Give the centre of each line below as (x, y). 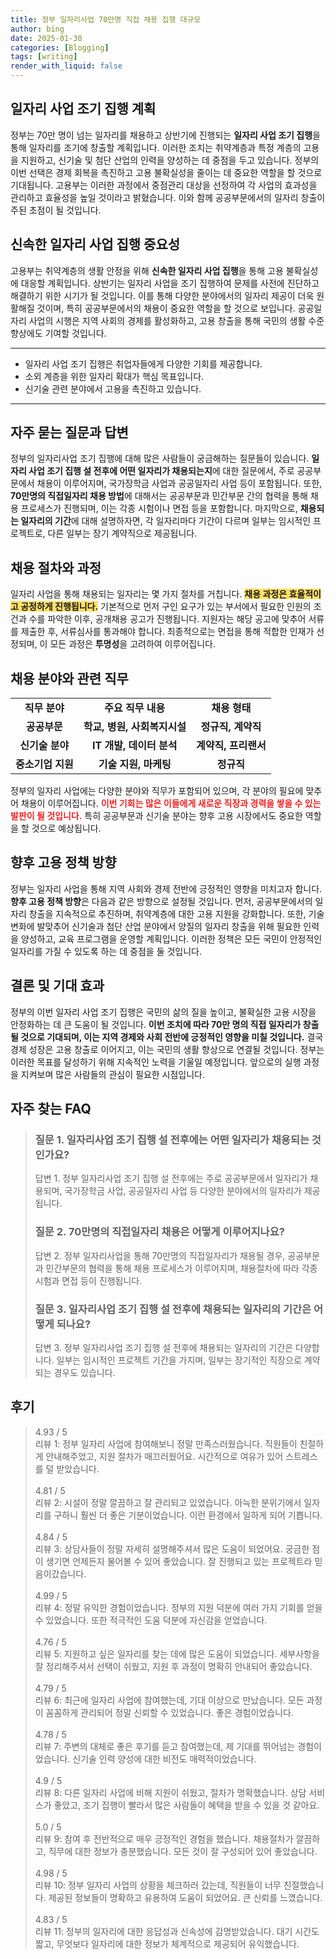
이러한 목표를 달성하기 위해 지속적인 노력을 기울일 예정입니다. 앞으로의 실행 (156, 1062)
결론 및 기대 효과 (57, 986)
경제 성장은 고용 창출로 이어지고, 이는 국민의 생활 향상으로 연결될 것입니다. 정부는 (167, 1049)
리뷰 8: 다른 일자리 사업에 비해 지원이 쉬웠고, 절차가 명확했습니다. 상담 (170, 1792)
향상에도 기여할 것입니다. (58, 333)
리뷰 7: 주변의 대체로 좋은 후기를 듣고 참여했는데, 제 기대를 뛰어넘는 (165, 1746)
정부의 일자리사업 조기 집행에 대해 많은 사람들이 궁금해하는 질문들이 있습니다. (160, 458)
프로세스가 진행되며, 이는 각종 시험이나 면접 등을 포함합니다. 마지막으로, (159, 508)
